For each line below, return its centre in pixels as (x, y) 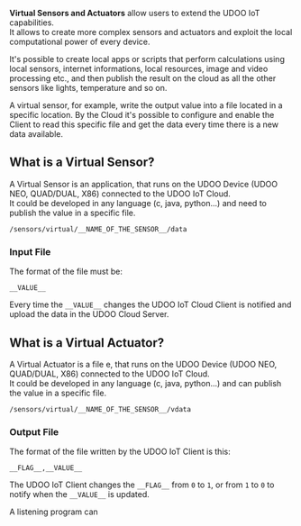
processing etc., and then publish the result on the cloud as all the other (143, 78)
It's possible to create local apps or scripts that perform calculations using (147, 59)
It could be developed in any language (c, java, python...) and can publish (146, 383)
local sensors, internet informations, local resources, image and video (139, 68)
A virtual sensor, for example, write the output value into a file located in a (146, 105)
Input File (30, 251)
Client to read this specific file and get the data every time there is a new (144, 124)
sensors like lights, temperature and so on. (88, 88)
